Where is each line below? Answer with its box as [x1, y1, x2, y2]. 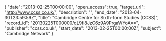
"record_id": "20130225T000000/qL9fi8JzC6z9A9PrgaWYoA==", [4, 20, 139, 26]
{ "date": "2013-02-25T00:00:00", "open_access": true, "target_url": [4, 4, 145, 10]
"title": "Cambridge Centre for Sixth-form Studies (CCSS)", [38, 15, 159, 20]
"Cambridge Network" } [4, 31, 54, 36]
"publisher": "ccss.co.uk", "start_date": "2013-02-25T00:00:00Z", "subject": [4, 25, 162, 31]
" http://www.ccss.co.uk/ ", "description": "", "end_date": [4, 9, 119, 15]
